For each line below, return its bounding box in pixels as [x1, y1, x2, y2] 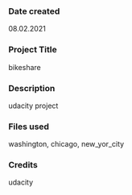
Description [8, 82, 56, 93]
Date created [8, 6, 60, 17]
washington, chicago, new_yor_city [8, 139, 125, 149]
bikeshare [8, 62, 42, 72]
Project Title [8, 44, 58, 56]
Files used [8, 121, 50, 132]
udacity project [8, 101, 59, 110]
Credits [8, 160, 38, 171]
